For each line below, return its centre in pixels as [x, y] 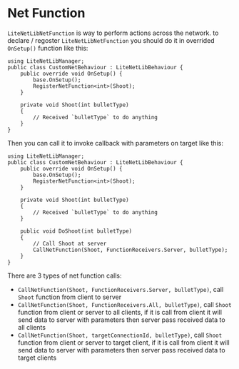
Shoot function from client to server [70, 297]
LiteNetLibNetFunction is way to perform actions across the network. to [113, 33]
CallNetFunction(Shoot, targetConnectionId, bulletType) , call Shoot [120, 335]
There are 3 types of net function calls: [65, 276]
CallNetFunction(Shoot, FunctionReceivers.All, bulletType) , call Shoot [124, 304]
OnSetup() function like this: [48, 48]
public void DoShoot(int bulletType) [76, 231]
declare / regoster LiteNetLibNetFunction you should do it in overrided [111, 40]
